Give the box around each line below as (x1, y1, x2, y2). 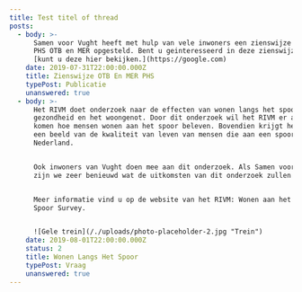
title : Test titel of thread (9, 13, 119, 22)
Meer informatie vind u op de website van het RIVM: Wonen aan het (32, 195, 292, 204)
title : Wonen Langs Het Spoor (25, 252, 139, 261)
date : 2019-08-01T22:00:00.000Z (25, 235, 147, 245)
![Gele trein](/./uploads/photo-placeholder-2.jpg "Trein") (32, 227, 263, 236)
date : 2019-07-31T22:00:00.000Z (25, 64, 147, 73)
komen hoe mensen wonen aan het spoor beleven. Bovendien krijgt (32, 122, 283, 131)
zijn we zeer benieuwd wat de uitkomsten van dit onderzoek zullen (32, 171, 292, 180)
